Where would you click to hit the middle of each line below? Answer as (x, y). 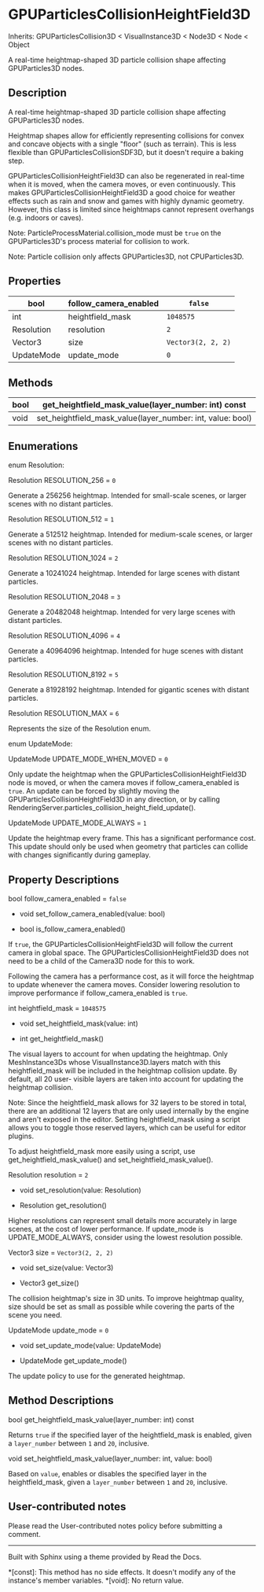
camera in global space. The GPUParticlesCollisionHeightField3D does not (128, 953)
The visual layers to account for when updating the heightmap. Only (118, 1054)
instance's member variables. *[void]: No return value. (96, 1580)
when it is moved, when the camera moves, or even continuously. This (122, 184)
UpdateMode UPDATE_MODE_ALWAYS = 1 (77, 823)
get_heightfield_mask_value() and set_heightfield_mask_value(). (111, 1159)
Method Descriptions (61, 1400)
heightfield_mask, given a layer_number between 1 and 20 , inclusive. (118, 1482)
